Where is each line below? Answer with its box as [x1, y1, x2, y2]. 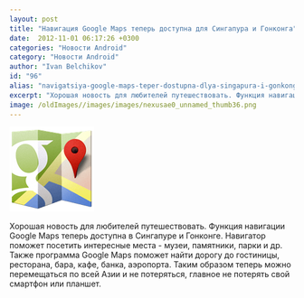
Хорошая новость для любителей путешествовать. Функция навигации [9, 220, 286, 231]
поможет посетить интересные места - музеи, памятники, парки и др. [9, 239, 283, 250]
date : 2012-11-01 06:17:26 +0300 [9, 33, 140, 42]
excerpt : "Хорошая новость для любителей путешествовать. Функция [9, 90, 265, 99]
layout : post [9, 14, 59, 23]
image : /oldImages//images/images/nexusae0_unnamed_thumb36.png [9, 100, 257, 109]
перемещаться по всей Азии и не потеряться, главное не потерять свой [9, 268, 290, 279]
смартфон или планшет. [9, 278, 101, 289]
